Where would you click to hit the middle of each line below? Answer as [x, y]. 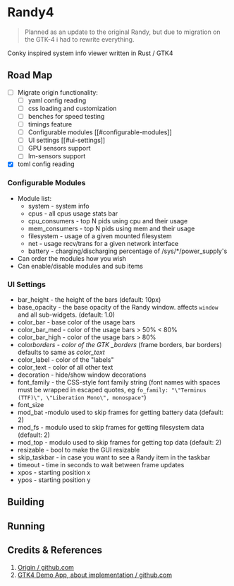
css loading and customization [72, 108]
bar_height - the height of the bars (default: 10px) [89, 299]
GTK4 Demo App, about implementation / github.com [95, 575]
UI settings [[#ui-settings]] [67, 140]
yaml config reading [57, 100]
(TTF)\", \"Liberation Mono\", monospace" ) [82, 397]
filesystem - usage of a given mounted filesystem [100, 236]
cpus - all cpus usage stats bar [73, 213]
